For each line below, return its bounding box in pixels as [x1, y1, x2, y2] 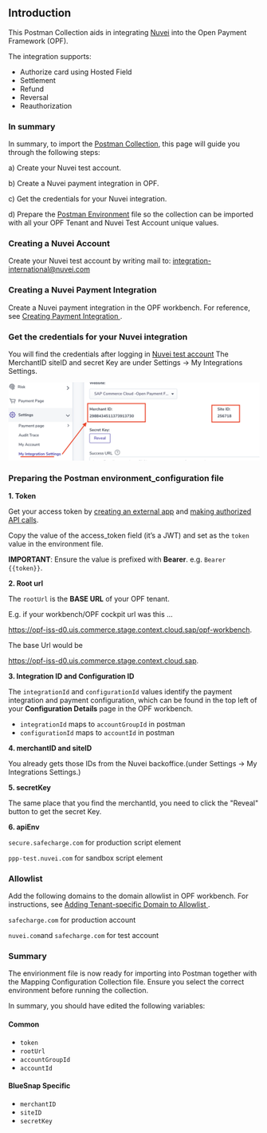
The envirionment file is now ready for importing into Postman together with [8, 968, 257, 978]
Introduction [8, 6, 72, 20]
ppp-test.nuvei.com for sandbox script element [8, 853, 163, 862]
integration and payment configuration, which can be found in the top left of [8, 695, 257, 705]
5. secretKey [8, 782, 52, 792]
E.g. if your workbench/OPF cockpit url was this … [8, 609, 173, 618]
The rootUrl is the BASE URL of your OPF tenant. [8, 594, 170, 603]
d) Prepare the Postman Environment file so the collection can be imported [8, 209, 253, 219]
